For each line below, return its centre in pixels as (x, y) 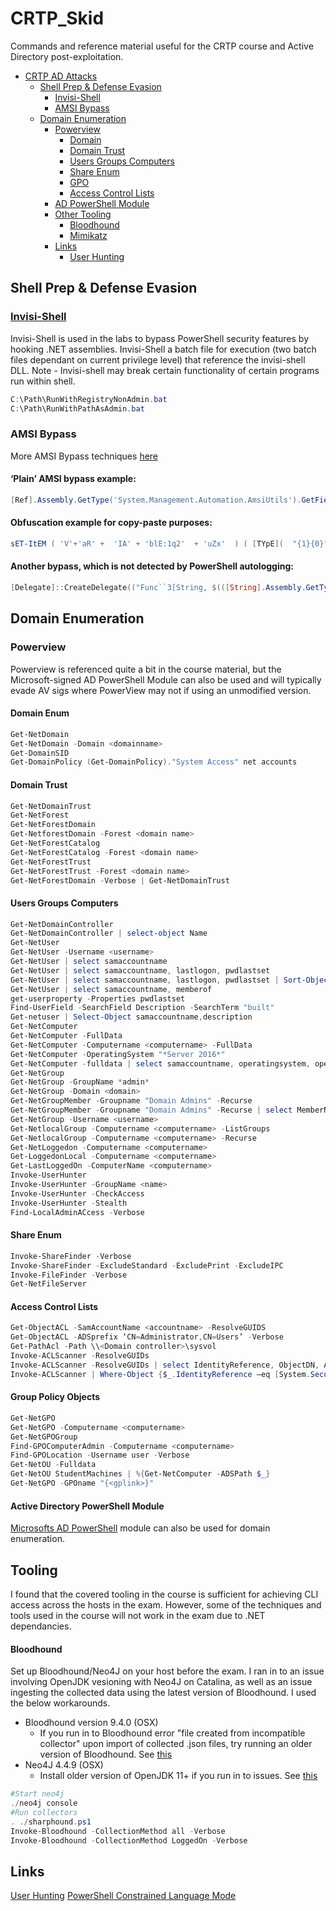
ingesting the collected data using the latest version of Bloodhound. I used (163, 1693)
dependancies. (41, 1626)
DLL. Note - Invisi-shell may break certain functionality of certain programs (165, 370)
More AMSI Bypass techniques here (84, 456)
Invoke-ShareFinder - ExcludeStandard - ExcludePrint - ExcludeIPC (147, 1265)
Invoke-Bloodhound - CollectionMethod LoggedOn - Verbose (129, 1840)
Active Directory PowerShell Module (87, 1506)
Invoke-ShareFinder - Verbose (71, 1256)
